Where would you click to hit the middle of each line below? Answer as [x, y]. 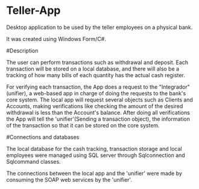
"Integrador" [174, 87]
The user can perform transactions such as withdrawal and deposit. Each [97, 62]
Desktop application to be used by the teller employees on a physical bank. [99, 27]
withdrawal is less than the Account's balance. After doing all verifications [98, 112]
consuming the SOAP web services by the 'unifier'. [69, 179]
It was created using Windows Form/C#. [56, 39]
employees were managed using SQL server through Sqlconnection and [96, 155]
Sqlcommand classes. [34, 161]
